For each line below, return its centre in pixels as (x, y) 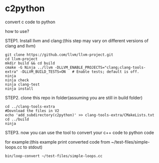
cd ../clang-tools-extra (30, 106)
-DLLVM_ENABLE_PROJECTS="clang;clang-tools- (100, 67)
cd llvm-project (21, 59)
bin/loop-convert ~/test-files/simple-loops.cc (54, 156)
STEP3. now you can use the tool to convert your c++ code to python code (79, 132)
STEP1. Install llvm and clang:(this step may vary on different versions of (77, 41)
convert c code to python (30, 22)
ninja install (19, 89)
